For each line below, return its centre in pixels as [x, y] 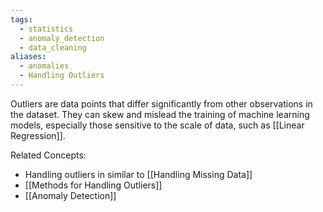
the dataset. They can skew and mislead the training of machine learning [160, 114]
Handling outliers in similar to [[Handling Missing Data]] [138, 174]
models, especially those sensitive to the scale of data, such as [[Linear [157, 125]
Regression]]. [38, 135]
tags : [21, 19]
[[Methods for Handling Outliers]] [93, 185]
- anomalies [44, 66]
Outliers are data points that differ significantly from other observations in [161, 103]
